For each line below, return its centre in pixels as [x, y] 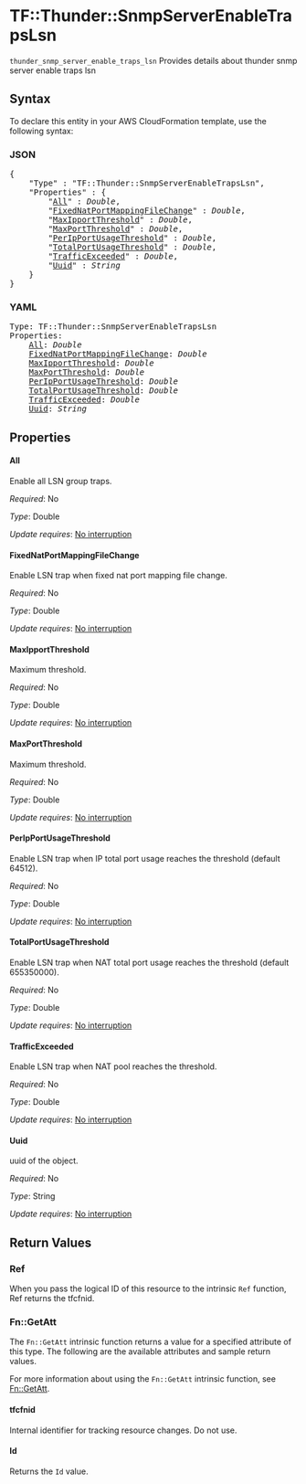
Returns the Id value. [49, 1471]
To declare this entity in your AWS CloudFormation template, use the [138, 121]
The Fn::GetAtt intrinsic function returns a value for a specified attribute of [151, 1342]
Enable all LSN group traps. [61, 481]
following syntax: [42, 131]
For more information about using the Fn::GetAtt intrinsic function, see [143, 1379]
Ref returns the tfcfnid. [52, 1298]
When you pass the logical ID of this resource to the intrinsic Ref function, [148, 1288]
